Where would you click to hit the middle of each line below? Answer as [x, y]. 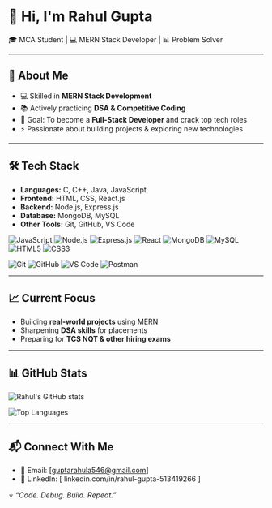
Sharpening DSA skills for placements [84, 330]
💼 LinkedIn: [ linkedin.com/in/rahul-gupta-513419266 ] [110, 479]
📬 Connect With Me [61, 447]
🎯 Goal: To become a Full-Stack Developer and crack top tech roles [134, 119]
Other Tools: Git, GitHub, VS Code [77, 224]
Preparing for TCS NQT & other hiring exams [96, 339]
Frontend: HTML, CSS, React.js [72, 198]
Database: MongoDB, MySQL [70, 215]
